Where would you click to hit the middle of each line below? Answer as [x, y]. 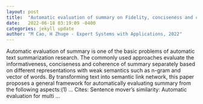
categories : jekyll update [40, 29]
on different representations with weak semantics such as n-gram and [94, 70]
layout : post [23, 12]
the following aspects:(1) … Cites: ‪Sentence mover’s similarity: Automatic [97, 90]
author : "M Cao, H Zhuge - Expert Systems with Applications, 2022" [94, 34]
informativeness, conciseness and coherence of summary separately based [101, 64]
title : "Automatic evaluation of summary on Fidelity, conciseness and [100, 17]
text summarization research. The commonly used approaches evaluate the [100, 58]
